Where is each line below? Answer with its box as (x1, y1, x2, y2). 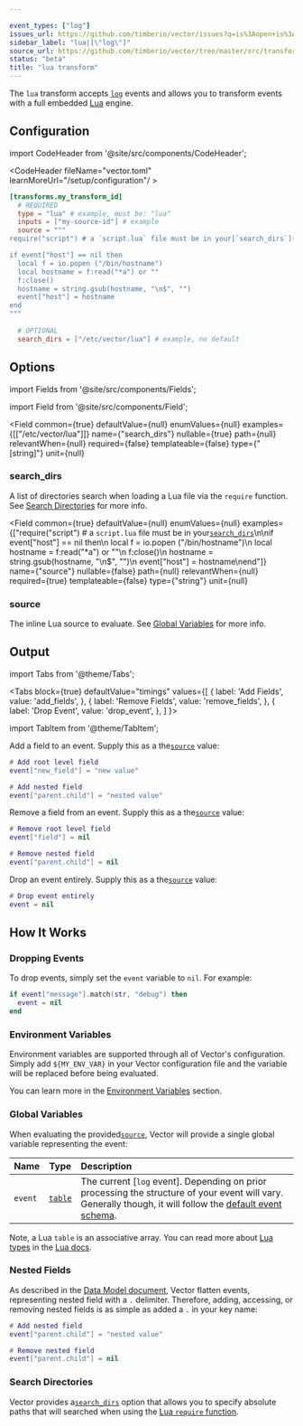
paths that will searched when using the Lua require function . (9, 1406, 239, 1417)
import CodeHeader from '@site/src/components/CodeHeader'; (9, 147, 247, 158)
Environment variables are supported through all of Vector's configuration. (9, 1049, 286, 1060)
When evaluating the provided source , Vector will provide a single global (9, 1129, 275, 1140)
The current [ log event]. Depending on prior (80, 1175, 268, 1187)
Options (9, 360, 56, 375)
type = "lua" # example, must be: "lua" (17, 209, 171, 218)
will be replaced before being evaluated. (9, 1068, 160, 1079)
